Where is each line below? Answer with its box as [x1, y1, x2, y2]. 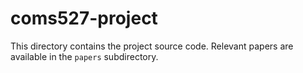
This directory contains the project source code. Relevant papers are [10, 40, 294, 52]
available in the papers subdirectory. [10, 50, 159, 62]
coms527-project [10, 7, 158, 30]
